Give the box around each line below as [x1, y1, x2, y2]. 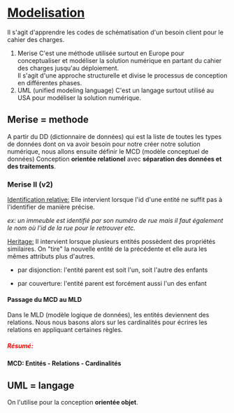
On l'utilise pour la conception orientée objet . [7, 398, 138, 407]
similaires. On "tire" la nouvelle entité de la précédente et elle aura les [7, 245, 207, 253]
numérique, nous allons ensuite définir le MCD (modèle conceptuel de [7, 147, 209, 155]
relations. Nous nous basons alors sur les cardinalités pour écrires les [7, 318, 207, 326]
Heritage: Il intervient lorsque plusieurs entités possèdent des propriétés [7, 238, 216, 246]
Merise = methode [7, 114, 89, 126]
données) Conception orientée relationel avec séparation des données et [7, 154, 222, 163]
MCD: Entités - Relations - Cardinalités [7, 359, 122, 368]
